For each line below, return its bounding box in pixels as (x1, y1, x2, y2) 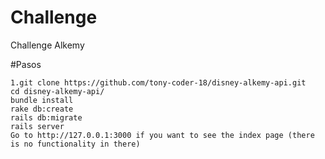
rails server (10, 121, 65, 131)
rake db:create (10, 104, 74, 114)
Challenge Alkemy (10, 39, 85, 51)
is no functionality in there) (10, 139, 141, 149)
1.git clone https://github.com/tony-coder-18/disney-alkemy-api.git (10, 77, 307, 88)
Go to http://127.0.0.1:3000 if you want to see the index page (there (10, 130, 315, 140)
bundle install (10, 95, 74, 105)
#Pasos (10, 58, 42, 70)
